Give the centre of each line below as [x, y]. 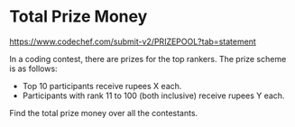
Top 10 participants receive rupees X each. [102, 86]
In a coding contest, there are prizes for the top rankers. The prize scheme [148, 59]
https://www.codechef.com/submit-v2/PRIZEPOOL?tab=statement [133, 41]
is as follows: [33, 68]
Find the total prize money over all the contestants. [104, 113]
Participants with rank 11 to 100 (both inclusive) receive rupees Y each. [153, 95]
